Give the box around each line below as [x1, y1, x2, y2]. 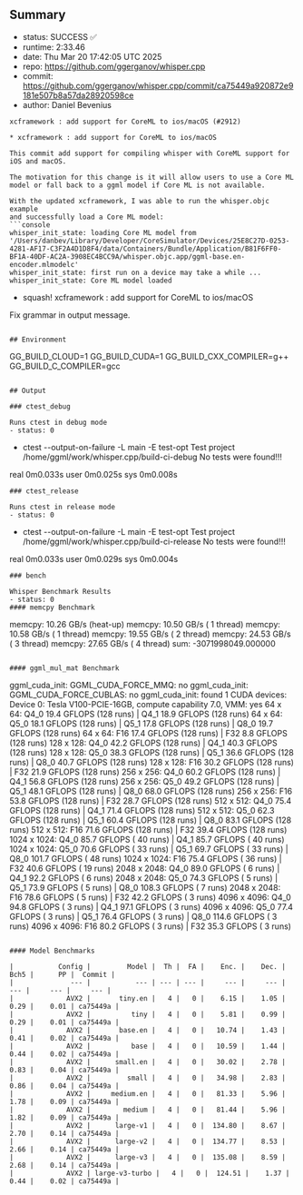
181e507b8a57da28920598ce [22, 90, 134, 101]
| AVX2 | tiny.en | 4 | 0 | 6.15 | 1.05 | [9, 993, 286, 1002]
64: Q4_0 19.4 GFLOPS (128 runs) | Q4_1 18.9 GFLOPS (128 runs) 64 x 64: [9, 708, 283, 719]
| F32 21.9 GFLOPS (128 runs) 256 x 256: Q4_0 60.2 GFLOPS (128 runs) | [9, 766, 281, 777]
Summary [9, 7, 66, 23]
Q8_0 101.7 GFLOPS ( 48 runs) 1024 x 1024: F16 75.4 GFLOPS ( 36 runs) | [9, 853, 283, 864]
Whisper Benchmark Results [9, 587, 112, 596]
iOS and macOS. [9, 156, 67, 166]
